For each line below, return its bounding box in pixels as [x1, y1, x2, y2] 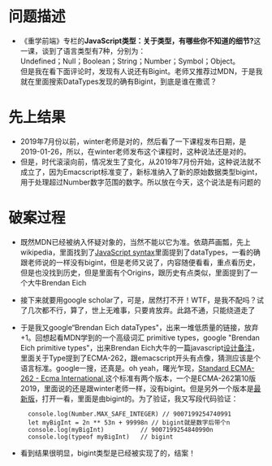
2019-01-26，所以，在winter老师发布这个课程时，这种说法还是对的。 [19, 146, 251, 156]
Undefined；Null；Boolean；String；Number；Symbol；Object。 [19, 56, 240, 66]
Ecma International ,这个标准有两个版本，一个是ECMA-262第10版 [40, 373, 257, 383]
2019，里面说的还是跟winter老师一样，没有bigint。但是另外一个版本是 [19, 383, 254, 393]
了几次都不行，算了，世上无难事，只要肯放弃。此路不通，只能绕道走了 [19, 305, 256, 315]
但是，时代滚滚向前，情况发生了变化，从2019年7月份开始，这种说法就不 [19, 156, 261, 167]
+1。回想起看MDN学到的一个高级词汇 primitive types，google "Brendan [19, 333, 260, 342]
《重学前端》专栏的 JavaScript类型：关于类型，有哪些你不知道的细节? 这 [19, 36, 261, 46]
